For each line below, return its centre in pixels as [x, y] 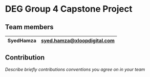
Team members [29, 27]
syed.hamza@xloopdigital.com [78, 41]
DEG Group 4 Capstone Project [69, 9]
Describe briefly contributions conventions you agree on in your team [75, 69]
